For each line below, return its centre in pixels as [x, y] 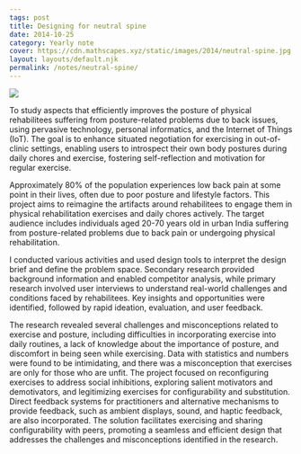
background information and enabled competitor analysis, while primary [142, 279]
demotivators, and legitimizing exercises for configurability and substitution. [150, 391]
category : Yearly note [52, 43]
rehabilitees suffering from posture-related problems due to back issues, [144, 120]
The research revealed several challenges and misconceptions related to [144, 325]
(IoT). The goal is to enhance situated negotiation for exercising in [131, 138]
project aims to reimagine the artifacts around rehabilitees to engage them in [151, 204]
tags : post [30, 18]
